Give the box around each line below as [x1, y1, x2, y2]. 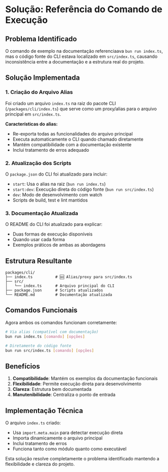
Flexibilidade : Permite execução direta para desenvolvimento [12, 381, 142, 387]
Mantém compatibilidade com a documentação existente [12, 141, 132, 148]
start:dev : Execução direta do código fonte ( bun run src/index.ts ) [12, 186, 154, 192]
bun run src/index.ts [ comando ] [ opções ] [5, 348, 94, 353]
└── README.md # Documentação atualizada [5, 292, 113, 297]
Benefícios [5, 362, 40, 370]
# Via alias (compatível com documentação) [5, 329, 99, 334]
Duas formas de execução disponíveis [12, 231, 93, 237]
